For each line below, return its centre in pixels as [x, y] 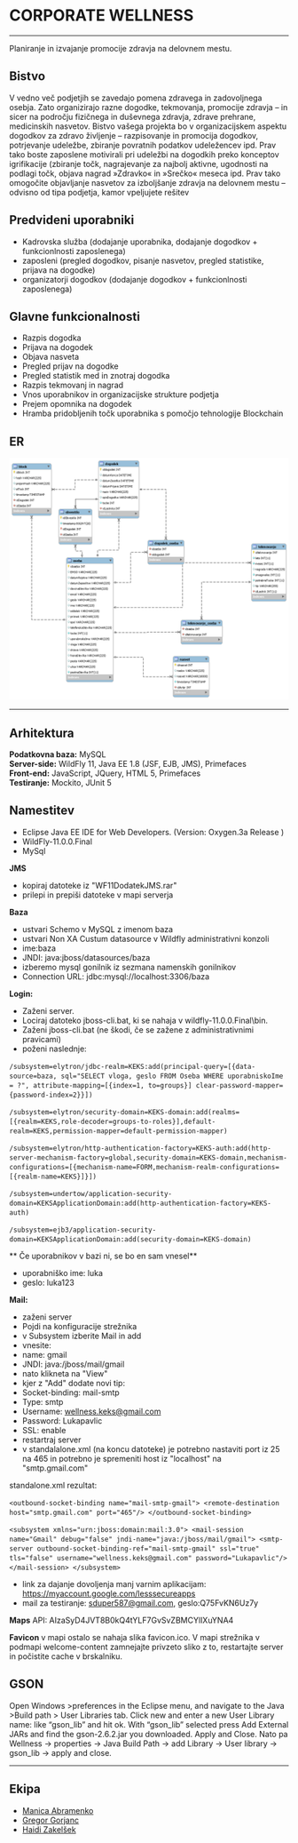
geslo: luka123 [48, 1282]
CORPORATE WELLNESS [102, 16]
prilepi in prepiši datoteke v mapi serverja [98, 895]
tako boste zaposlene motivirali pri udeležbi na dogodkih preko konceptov [144, 154]
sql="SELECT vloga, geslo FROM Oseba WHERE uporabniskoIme [172, 1076]
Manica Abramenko [58, 1810]
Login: [21, 993]
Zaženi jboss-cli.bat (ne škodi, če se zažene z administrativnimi [138, 1029]
